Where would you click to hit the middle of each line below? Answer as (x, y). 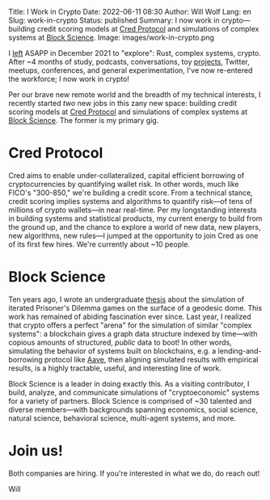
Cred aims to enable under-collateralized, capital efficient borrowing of (127, 175)
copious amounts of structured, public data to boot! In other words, (120, 342)
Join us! (36, 451)
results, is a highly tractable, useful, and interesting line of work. (115, 368)
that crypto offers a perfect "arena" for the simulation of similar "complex (130, 325)
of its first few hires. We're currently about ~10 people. (99, 244)
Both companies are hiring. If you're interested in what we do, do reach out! (134, 473)
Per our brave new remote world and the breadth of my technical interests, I (135, 95)
